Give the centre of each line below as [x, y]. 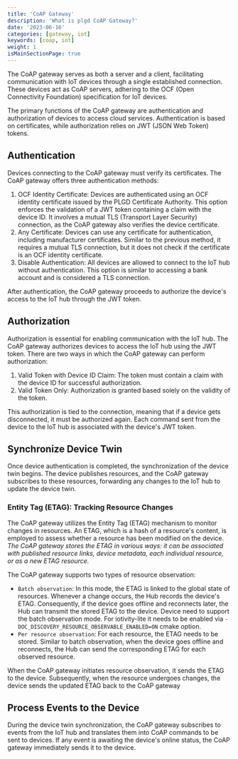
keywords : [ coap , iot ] [41, 41]
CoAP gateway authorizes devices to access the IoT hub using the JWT [112, 346]
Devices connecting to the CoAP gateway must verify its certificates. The [114, 172]
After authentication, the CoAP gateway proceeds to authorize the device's [117, 291]
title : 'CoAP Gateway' [41, 14]
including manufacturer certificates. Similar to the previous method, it [119, 239]
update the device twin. [42, 489]
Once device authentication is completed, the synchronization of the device [118, 466]
